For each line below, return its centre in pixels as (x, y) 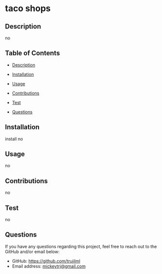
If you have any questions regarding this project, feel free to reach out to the (81, 246)
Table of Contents (33, 53)
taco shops (28, 8)
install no (14, 139)
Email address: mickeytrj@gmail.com (49, 266)
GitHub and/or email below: (32, 251)
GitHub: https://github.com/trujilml (46, 261)
